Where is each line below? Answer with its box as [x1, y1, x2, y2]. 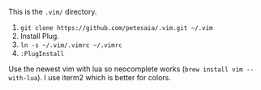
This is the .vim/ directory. [8, 7, 97, 16]
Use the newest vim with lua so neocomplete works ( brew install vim [8, 64, 243, 74]
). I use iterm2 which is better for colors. [37, 73, 172, 82]
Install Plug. [19, 32, 59, 41]
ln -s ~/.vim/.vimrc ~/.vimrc [19, 41, 123, 49]
